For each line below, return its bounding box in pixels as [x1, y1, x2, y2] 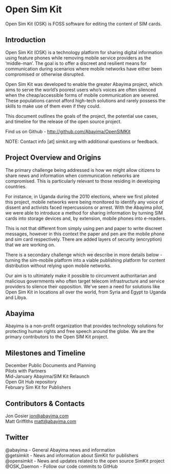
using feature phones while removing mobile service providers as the [5, 55, 152, 61]
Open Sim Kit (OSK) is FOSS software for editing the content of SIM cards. [5, 21, 162, 27]
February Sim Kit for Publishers [5, 384, 71, 391]
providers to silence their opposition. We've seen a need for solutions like [5, 283, 160, 289]
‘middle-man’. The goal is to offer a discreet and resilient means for [5, 60, 147, 66]
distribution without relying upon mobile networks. [5, 262, 112, 269]
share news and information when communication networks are [5, 172, 140, 179]
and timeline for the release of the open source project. [5, 118, 122, 125]
